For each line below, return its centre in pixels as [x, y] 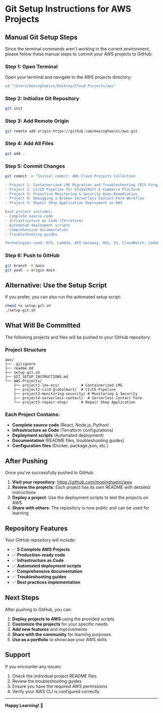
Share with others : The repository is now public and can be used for [81, 508]
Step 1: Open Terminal [32, 67]
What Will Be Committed [43, 326]
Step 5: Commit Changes [35, 166]
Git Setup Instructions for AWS [68, 9]
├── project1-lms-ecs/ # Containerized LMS [68, 385]
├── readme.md [19, 368]
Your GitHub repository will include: [41, 540]
